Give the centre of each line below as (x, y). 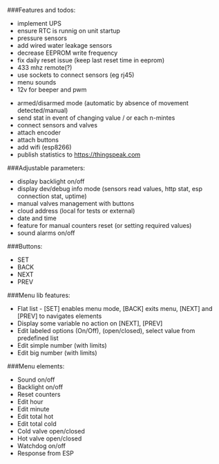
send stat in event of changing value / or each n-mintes (96, 118)
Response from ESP (46, 453)
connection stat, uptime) (52, 196)
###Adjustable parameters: (46, 168)
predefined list (38, 338)
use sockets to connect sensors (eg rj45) (76, 75)
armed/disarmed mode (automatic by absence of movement (103, 103)
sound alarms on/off (46, 233)
